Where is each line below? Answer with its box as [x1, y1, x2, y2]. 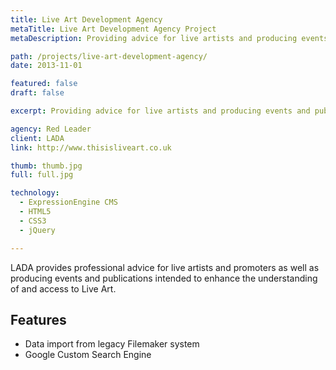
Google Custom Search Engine [24, 349, 152, 361]
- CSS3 [19, 216, 47, 226]
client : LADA [10, 133, 65, 143]
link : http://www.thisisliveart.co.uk [10, 142, 172, 153]
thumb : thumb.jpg [10, 161, 83, 171]
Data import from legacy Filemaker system [24, 338, 200, 350]
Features [10, 311, 67, 328]
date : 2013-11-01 [10, 61, 83, 71]
